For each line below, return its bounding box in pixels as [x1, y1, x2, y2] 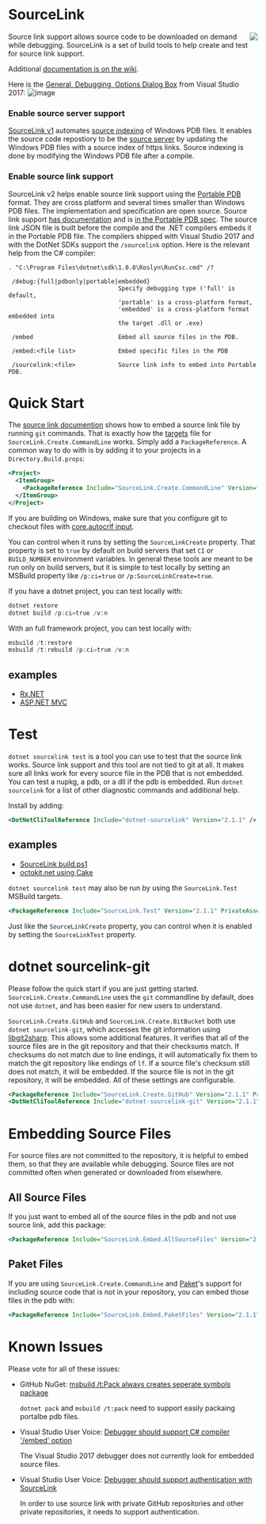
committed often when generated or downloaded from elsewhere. [8, 1167, 223, 1177]
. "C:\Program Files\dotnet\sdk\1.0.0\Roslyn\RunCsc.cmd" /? [8, 264, 215, 272]
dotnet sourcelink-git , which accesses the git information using [8, 1024, 221, 1034]
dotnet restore [8, 601, 59, 609]
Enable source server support [8, 107, 125, 118]
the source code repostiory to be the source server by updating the [8, 134, 228, 144]
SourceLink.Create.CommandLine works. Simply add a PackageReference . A [8, 437, 247, 446]
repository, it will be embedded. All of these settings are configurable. [8, 1075, 236, 1085]
